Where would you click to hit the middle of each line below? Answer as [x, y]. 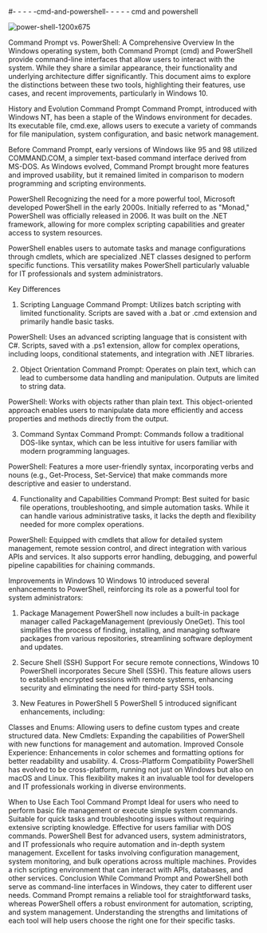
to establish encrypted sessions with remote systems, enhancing [126, 679]
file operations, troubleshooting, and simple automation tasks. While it [134, 507]
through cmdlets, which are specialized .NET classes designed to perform [130, 257]
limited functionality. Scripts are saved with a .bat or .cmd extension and [138, 313]
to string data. [43, 386]
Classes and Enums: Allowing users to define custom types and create [124, 727]
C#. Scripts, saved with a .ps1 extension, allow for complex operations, [124, 345]
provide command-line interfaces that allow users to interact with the [122, 59]
